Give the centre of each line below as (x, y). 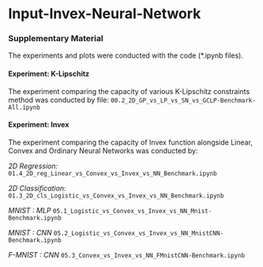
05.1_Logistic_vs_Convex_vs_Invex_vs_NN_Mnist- (132, 211)
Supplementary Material (56, 39)
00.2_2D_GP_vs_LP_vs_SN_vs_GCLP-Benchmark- (183, 100)
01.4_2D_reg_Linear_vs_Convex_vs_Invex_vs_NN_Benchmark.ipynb (113, 173)
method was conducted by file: (58, 100)
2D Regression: (33, 166)
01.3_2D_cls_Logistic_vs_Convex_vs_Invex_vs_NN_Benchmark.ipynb (116, 196)
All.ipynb (24, 107)
